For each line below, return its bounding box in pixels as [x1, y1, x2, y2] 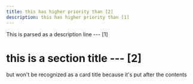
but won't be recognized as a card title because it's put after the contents [6, 71, 187, 78]
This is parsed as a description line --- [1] [6, 30, 109, 38]
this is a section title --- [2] [6, 51, 142, 65]
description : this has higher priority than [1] [6, 14, 130, 20]
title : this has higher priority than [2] [6, 8, 114, 15]
